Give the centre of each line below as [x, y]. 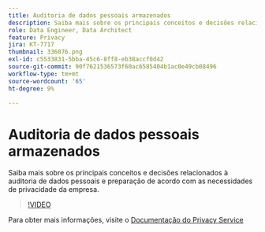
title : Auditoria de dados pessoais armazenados [90, 15]
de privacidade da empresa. [54, 190]
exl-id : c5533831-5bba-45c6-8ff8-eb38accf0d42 [86, 60]
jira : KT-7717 [32, 45]
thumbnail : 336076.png [45, 52]
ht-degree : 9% [32, 88]
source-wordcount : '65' [47, 81]
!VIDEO [39, 204]
